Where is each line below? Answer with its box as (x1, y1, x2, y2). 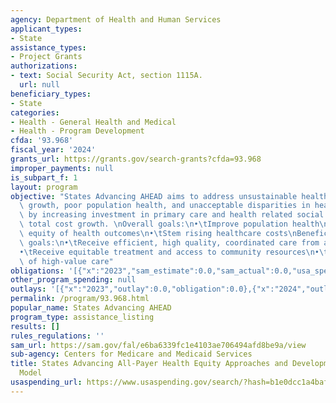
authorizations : (10, 61, 78, 71)
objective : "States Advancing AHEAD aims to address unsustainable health (10, 191, 329, 201)
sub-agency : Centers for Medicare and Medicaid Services (10, 349, 253, 360)
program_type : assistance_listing (10, 312, 155, 322)
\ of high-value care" (19, 256, 114, 266)
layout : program (10, 182, 78, 192)
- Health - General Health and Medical (10, 117, 177, 127)
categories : (10, 107, 60, 118)
